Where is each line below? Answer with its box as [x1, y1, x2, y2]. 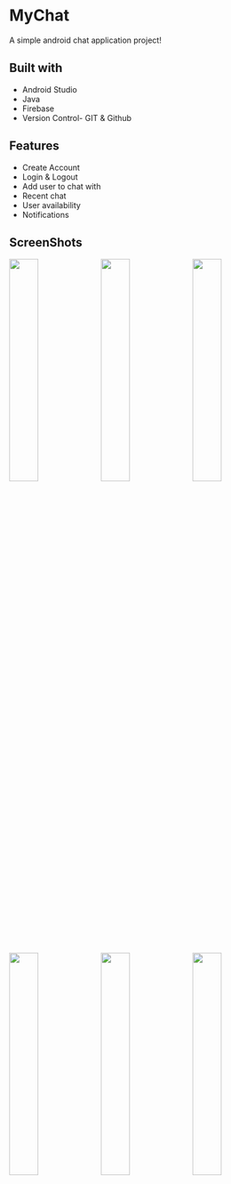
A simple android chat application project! [9, 35, 162, 45]
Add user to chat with [21, 181, 101, 191]
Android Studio [21, 84, 77, 94]
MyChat [9, 5, 69, 26]
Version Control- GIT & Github [21, 112, 131, 123]
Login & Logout [21, 171, 78, 182]
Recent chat [21, 190, 67, 201]
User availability [21, 199, 82, 210]
